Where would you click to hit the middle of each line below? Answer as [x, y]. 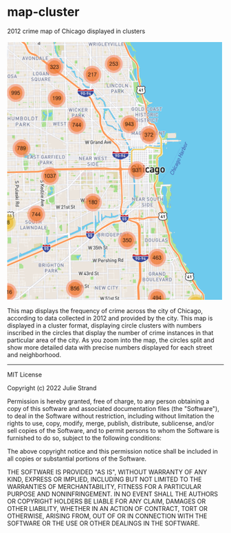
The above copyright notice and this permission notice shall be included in [112, 452]
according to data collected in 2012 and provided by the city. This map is [110, 319]
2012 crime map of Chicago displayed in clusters [76, 31]
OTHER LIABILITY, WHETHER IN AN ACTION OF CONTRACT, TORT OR [107, 509]
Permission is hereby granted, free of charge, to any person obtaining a [108, 401]
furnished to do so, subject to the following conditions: [84, 438]
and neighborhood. [34, 355]
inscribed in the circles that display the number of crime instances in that [110, 333]
